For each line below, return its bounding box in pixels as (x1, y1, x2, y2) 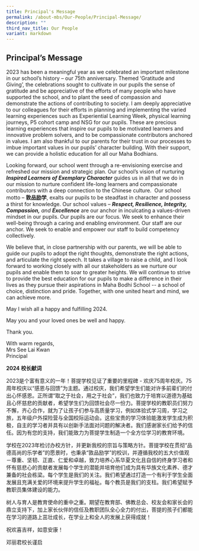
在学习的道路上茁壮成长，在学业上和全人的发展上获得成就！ (6, 513, 152, 520)
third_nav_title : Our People (6, 25, 78, 31)
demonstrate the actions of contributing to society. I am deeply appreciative (6, 100, 191, 107)
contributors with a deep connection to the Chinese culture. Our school (6, 187, 182, 194)
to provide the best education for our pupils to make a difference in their (6, 275, 182, 282)
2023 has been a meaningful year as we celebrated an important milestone (6, 68, 190, 75)
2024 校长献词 (6, 364, 42, 371)
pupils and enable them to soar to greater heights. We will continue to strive (6, 268, 191, 275)
